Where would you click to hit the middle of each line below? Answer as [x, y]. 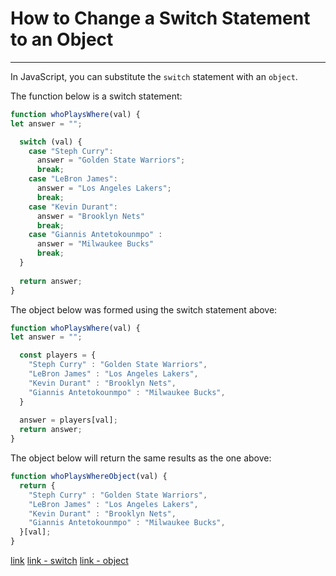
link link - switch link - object [69, 561]
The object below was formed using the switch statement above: [144, 309]
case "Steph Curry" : [71, 151]
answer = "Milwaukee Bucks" [95, 244]
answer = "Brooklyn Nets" [90, 216]
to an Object [62, 39]
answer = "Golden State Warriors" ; [111, 160]
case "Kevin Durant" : [73, 207]
